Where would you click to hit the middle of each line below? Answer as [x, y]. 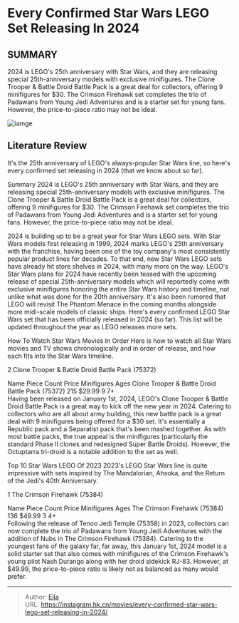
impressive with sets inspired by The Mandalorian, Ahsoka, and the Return [116, 473]
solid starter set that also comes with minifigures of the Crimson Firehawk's [118, 553]
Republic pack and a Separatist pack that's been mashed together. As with [117, 428]
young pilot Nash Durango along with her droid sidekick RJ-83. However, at [118, 561]
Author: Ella [42, 597]
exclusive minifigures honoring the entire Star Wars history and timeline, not [118, 289]
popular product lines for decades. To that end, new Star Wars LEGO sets [115, 259]
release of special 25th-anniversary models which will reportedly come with [118, 281]
